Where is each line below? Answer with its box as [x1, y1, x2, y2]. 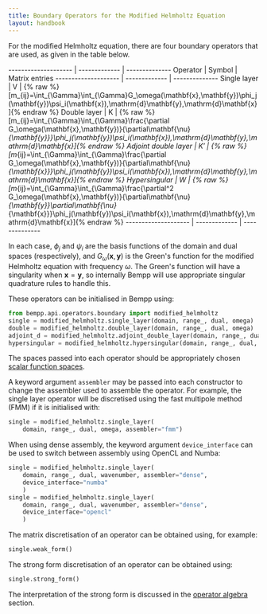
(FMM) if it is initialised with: [8, 403, 101, 413]
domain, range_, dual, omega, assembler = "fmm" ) [22, 425, 183, 434]
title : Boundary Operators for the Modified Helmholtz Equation [8, 11, 226, 20]
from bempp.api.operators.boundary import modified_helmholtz [8, 310, 219, 318]
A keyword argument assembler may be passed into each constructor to [8, 377, 243, 387]
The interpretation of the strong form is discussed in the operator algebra [8, 589, 248, 599]
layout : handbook [8, 19, 66, 27]
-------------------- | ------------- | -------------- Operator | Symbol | [8, 65, 238, 74]
